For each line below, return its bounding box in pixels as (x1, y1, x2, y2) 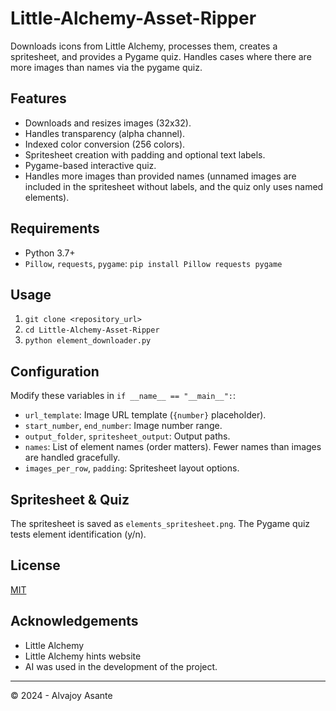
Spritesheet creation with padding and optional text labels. (24, 148, 266, 161)
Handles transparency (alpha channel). (24, 127, 186, 139)
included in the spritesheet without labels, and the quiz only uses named (24, 180, 324, 192)
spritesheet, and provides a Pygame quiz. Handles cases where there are (10, 50, 312, 62)
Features (10, 90, 67, 107)
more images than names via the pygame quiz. (10, 61, 203, 73)
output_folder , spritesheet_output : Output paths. (24, 430, 231, 442)
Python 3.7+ (24, 247, 76, 259)
